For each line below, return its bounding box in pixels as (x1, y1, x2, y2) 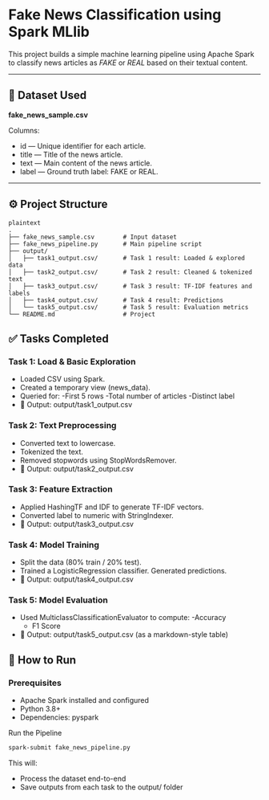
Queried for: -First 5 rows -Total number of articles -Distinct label (19, 391, 235, 401)
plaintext (8, 218, 42, 227)
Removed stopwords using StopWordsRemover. (19, 455, 178, 465)
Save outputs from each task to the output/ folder (19, 782, 183, 792)
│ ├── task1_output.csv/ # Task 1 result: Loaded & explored (8, 254, 246, 262)
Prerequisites (8, 677, 62, 688)
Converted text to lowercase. (19, 438, 116, 447)
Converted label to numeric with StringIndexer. (19, 510, 174, 520)
